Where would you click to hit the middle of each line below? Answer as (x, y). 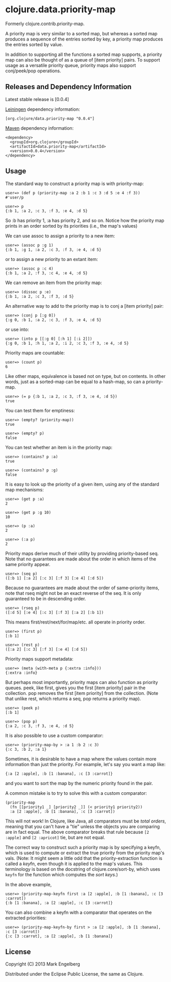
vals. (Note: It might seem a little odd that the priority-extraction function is (84, 858)
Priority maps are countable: (35, 353)
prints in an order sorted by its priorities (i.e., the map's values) (71, 226)
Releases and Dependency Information (68, 87)
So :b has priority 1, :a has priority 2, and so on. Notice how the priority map (85, 220)
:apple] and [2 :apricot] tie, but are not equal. (55, 837)
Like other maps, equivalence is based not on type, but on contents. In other (86, 376)
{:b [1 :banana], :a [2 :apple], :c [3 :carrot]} (59, 903)
